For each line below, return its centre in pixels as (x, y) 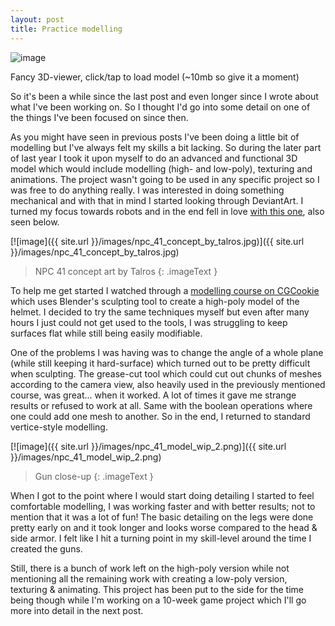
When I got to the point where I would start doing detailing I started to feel (162, 495)
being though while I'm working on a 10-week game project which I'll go (158, 600)
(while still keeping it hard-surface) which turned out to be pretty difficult (160, 363)
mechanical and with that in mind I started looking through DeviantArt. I (157, 200)
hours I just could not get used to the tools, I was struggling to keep (149, 322)
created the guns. (46, 548)
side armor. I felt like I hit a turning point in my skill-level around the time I (161, 538)
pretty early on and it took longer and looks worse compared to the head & (164, 527)
